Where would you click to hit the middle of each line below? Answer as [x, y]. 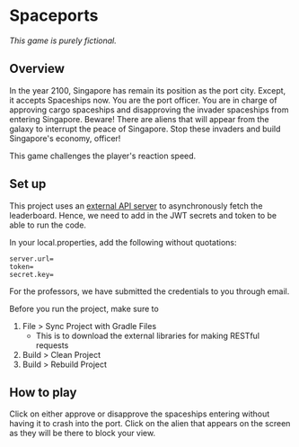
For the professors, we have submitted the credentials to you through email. [149, 291]
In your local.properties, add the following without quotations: [123, 242]
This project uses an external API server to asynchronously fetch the [136, 206]
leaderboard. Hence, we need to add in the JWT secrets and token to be [143, 215]
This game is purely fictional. [63, 40]
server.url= [31, 259]
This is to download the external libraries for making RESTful [148, 335]
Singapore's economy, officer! [65, 138]
